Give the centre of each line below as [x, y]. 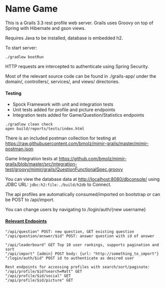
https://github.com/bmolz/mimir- [93, 159]
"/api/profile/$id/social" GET [38, 276]
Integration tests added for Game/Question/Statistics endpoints [78, 115]
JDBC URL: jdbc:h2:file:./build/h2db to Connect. [59, 184]
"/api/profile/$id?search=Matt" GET [44, 272]
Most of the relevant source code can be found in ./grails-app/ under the [81, 76]
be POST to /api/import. [30, 200]
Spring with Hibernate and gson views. [45, 28]
